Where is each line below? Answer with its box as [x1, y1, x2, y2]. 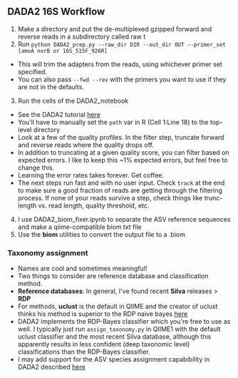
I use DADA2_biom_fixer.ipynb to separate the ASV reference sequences [17, 215, 231, 223]
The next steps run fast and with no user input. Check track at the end [17, 178, 225, 187]
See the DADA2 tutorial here [17, 110, 101, 118]
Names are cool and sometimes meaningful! [17, 264, 148, 273]
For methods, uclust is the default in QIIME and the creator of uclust [17, 302, 218, 311]
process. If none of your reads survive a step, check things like [17, 193, 203, 202]
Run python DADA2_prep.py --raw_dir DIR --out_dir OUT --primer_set [17, 39, 226, 48]
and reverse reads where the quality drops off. [17, 141, 155, 149]
